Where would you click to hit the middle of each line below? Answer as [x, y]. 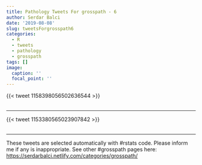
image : [14, 67]
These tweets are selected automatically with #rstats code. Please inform [97, 143]
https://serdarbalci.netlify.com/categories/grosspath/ [72, 156]
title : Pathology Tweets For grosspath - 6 [62, 12]
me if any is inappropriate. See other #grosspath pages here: [82, 149]
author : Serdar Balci [33, 17]
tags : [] [17, 62]
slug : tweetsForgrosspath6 [40, 28]
